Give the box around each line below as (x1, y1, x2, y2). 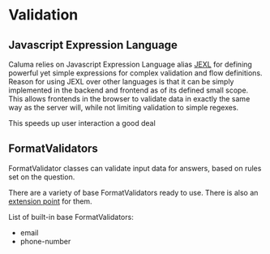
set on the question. (8, 172, 75, 182)
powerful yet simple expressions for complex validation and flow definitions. (8, 68, 263, 78)
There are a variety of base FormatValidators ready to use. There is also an (8, 187, 259, 197)
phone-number (19, 236, 71, 246)
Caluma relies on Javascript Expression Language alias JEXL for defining (8, 59, 253, 69)
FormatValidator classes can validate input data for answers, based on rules (8, 163, 262, 173)
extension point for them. (8, 196, 92, 206)
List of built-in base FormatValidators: (8, 212, 134, 222)
